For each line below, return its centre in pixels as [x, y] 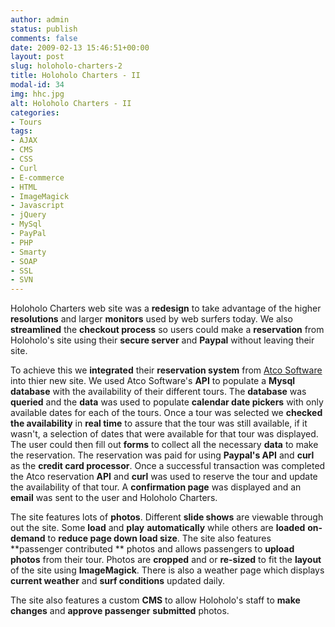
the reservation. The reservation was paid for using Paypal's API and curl [162, 455]
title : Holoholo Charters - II [75, 76]
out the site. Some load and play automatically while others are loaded [158, 528]
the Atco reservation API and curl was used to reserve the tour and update [164, 477]
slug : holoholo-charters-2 [66, 66]
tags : [21, 131]
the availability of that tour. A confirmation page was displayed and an [156, 487]
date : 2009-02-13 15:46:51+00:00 [80, 47]
